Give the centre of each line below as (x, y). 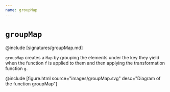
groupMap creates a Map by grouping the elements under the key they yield (82, 57)
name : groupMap (21, 10)
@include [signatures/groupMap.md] (44, 48)
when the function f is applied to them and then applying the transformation (85, 63)
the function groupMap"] (31, 84)
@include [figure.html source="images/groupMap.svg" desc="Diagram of (83, 78)
